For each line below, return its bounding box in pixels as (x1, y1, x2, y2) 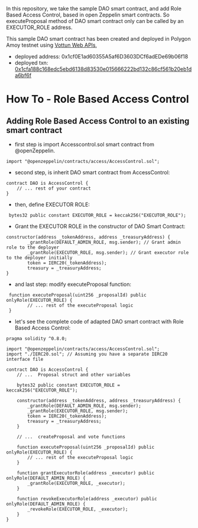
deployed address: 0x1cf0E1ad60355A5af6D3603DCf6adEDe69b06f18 (14, 53, 189, 60)
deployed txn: (14, 59, 48, 66)
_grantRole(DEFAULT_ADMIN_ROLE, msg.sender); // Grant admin (27, 239, 181, 245)
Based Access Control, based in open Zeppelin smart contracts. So (6, 11, 170, 18)
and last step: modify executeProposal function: (14, 281, 132, 288)
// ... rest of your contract (17, 185, 92, 191)
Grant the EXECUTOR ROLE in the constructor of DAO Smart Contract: (14, 223, 186, 230)
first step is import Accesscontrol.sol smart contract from (14, 141, 155, 148)
